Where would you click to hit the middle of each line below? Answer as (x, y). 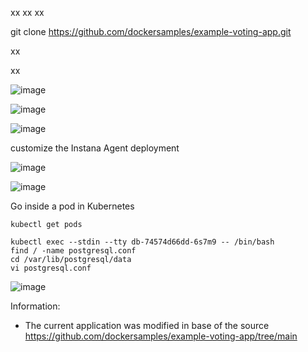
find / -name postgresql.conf (73, 251)
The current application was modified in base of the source (147, 325)
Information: (35, 306)
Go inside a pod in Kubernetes (72, 206)
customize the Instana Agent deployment (95, 148)
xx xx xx (27, 12)
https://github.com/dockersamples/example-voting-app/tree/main (161, 336)
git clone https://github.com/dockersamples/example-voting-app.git (151, 31)
